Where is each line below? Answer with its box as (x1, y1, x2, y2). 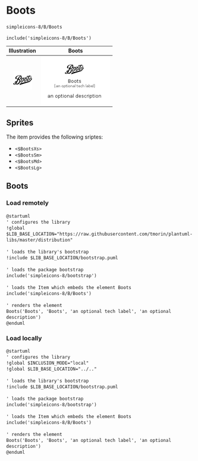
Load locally (6, 334, 42, 342)
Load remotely (6, 199, 49, 207)
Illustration (8, 47, 37, 54)
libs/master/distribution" (6, 237, 73, 243)
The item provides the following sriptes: (6, 133, 103, 140)
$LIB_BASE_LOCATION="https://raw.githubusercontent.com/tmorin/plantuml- (6, 231, 193, 237)
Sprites (6, 117, 34, 128)
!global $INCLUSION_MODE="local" (6, 360, 89, 366)
